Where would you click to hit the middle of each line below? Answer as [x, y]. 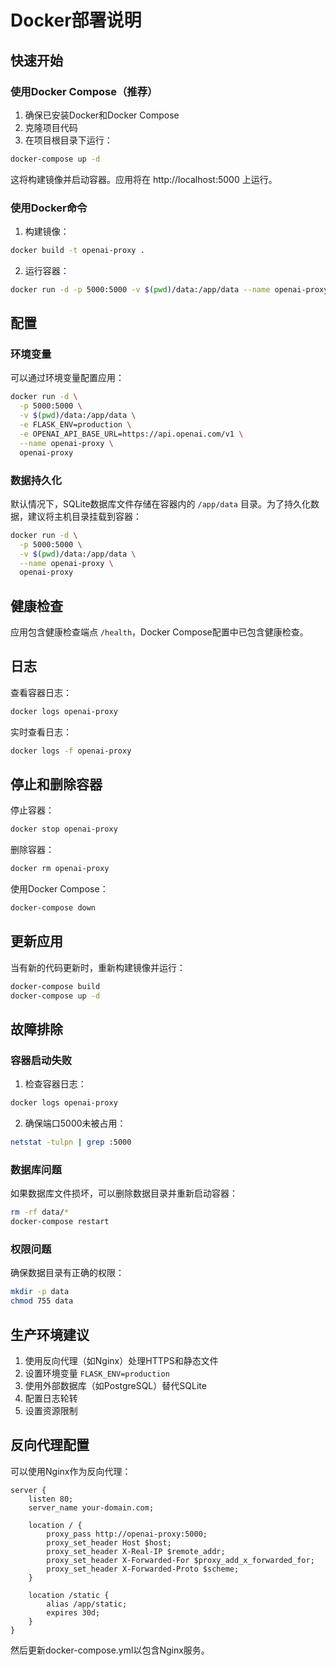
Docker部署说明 [76, 20]
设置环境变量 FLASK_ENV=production [97, 1373]
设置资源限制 [51, 1410]
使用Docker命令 [49, 208]
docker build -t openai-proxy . [77, 251]
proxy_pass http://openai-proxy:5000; [127, 1534]
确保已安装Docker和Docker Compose [102, 115]
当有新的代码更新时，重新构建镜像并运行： [98, 967]
